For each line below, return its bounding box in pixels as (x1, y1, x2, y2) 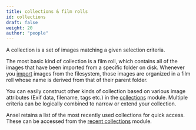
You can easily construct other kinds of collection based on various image (6, 88, 186, 95)
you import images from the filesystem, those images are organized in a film (6, 70, 191, 77)
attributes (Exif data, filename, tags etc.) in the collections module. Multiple (6, 94, 188, 101)
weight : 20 (6, 25, 33, 31)
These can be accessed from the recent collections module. (6, 118, 152, 125)
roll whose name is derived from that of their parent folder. (6, 77, 148, 84)
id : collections (6, 14, 46, 20)
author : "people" (6, 30, 49, 36)
